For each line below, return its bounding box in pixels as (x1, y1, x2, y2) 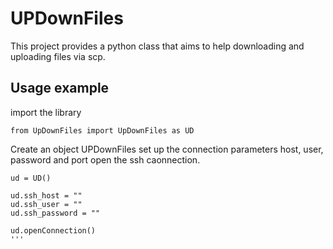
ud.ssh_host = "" (10, 190, 83, 201)
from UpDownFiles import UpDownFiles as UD (10, 125, 195, 136)
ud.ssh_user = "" (10, 199, 83, 209)
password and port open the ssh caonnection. (10, 153, 201, 166)
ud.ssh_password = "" (10, 208, 101, 218)
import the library (10, 106, 82, 118)
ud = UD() (10, 173, 52, 183)
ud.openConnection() (10, 225, 97, 236)
